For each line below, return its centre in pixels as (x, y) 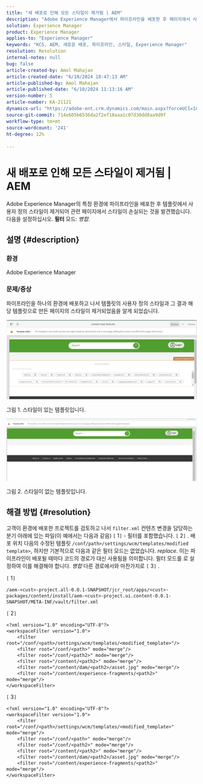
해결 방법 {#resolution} (49, 512)
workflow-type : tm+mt (34, 121)
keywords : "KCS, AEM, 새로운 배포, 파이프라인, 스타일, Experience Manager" (97, 45)
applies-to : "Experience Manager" (50, 38)
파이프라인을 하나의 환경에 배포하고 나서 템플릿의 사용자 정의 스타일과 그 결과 (97, 303)
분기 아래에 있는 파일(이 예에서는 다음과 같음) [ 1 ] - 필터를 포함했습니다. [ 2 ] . (98, 535)
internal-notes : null (34, 58)
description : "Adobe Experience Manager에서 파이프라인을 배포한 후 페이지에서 (98, 19)
